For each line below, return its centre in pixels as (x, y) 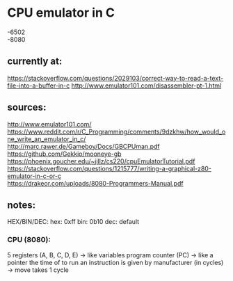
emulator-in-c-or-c (34, 176)
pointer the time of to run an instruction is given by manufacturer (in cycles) (115, 262)
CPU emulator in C (61, 13)
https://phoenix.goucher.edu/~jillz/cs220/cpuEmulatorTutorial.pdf (101, 161)
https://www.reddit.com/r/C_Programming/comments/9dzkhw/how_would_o (116, 131)
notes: (22, 205)
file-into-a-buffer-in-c (39, 86)
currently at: (35, 62)
